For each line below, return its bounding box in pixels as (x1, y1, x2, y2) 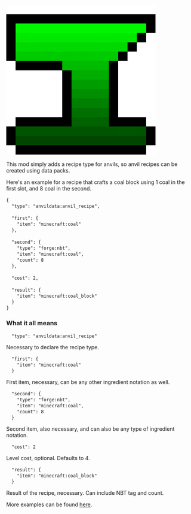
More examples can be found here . (6, 501, 93, 508)
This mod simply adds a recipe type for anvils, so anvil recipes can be (6, 161, 178, 168)
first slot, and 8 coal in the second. (6, 185, 91, 192)
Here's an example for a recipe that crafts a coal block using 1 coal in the (6, 179, 185, 186)
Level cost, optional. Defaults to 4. (6, 455, 91, 462)
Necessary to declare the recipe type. (6, 344, 100, 351)
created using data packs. (6, 167, 70, 174)
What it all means (6, 319, 58, 327)
